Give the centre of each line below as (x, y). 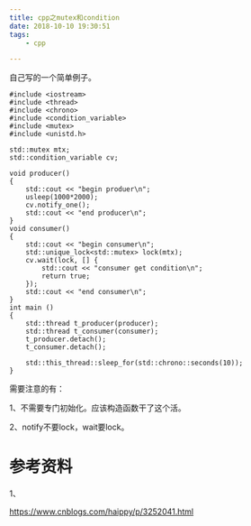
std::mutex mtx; (40, 150)
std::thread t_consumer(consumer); (92, 332)
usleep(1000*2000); (62, 198)
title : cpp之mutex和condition (64, 18)
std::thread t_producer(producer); (92, 324)
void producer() (40, 174)
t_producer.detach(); (66, 339)
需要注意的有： (37, 389)
